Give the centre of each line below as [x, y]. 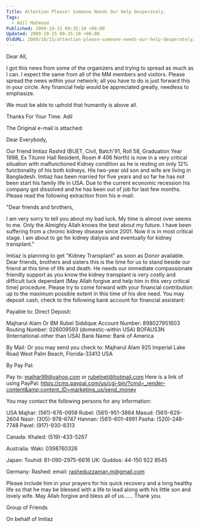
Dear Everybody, [27, 140]
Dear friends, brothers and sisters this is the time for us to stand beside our [98, 262]
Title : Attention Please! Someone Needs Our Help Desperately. [86, 12]
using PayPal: [23, 383]
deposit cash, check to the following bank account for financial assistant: [96, 300]
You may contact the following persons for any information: [79, 401]
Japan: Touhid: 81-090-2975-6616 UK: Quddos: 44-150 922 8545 [87, 460]
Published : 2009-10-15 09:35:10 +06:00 [56, 28]
